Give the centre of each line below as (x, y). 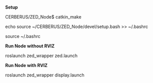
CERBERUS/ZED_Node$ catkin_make (43, 17)
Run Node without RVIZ (30, 46)
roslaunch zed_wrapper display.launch (45, 75)
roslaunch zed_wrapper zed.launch (41, 55)
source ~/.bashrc (23, 36)
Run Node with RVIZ (26, 65)
